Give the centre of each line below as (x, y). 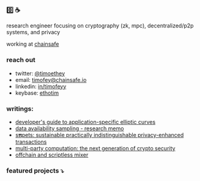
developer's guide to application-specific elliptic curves (85, 122)
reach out (21, 60)
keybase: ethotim (37, 93)
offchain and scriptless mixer (52, 155)
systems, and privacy (33, 32)
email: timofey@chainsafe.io (51, 79)
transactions (31, 142)
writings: (20, 108)
